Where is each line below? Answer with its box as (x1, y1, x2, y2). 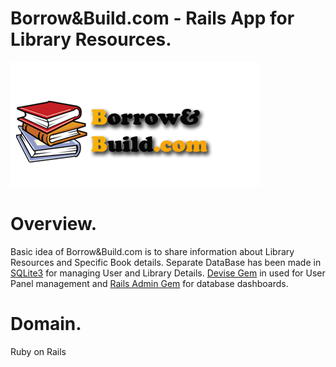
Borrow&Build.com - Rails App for (10, 7, 295, 30)
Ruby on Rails (10, 345, 67, 357)
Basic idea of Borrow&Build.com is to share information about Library (10, 245, 295, 257)
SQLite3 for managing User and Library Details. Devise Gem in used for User (10, 267, 326, 279)
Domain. (10, 313, 82, 336)
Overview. (10, 213, 98, 236)
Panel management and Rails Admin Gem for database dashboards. (10, 277, 289, 289)
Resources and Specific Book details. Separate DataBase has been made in (10, 256, 322, 268)
